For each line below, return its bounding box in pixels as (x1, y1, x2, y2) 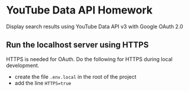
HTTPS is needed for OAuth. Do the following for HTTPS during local (6, 55, 173, 62)
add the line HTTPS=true (14, 79, 72, 86)
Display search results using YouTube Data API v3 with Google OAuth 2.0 (6, 23, 184, 30)
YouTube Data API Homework (6, 4, 153, 17)
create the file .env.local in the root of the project (14, 73, 137, 80)
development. (6, 62, 39, 69)
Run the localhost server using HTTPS (6, 40, 149, 50)
